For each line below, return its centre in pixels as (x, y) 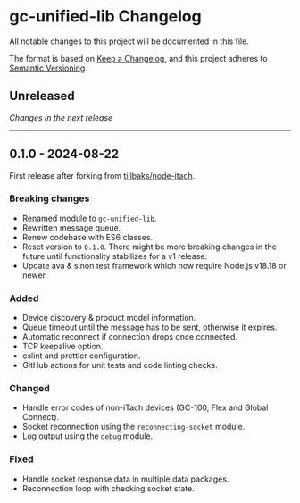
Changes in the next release (61, 117)
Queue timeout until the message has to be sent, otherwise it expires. (150, 327)
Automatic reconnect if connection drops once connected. (130, 337)
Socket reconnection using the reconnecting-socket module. (133, 427)
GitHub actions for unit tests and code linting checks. (120, 365)
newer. (34, 275)
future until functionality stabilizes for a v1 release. (115, 256)
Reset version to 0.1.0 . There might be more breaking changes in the (149, 247)
